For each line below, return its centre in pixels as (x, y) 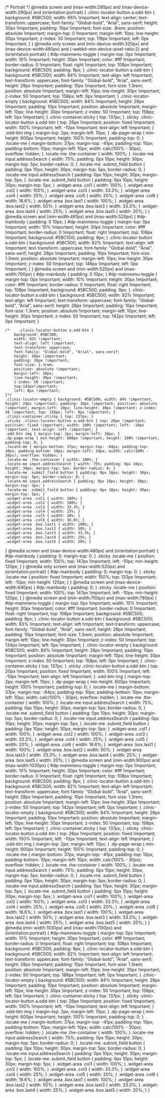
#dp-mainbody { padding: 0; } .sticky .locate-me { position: (96, 587)
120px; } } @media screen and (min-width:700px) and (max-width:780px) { (81, 598)
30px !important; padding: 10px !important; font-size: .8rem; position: (75, 28)
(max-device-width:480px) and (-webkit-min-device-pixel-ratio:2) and (77, 49)
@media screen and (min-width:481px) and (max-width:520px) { (71, 217)
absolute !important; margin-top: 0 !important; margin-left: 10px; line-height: (82, 33)
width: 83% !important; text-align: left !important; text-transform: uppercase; (83, 624)
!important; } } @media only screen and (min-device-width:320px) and (77, 44)
